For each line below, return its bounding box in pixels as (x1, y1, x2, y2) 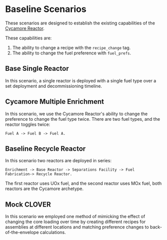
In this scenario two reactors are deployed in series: (5, 158, 112, 164)
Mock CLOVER (5, 200, 51, 209)
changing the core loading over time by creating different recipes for (5, 219, 146, 225)
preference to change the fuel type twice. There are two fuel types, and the (5, 116, 161, 122)
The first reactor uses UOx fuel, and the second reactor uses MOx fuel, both (5, 181, 162, 187)
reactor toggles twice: (5, 121, 50, 127)
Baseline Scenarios (5, 3, 87, 15)
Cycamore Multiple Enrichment (5, 97, 104, 106)
